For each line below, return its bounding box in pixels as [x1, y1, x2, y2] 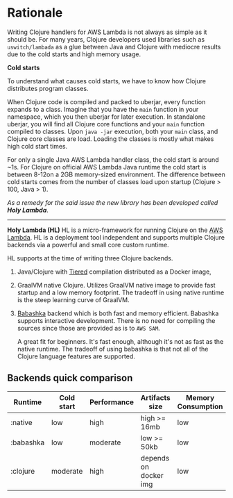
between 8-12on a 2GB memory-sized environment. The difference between [7, 170, 225, 179]
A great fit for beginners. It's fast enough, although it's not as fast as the [17, 337, 224, 345]
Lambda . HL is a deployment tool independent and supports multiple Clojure [7, 233, 225, 241]
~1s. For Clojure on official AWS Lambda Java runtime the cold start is [7, 163, 207, 171]
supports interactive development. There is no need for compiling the [17, 316, 216, 324]
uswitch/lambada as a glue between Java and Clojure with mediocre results [7, 42, 221, 51]
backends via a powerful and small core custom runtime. [7, 240, 169, 249]
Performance [89, 397, 134, 407]
